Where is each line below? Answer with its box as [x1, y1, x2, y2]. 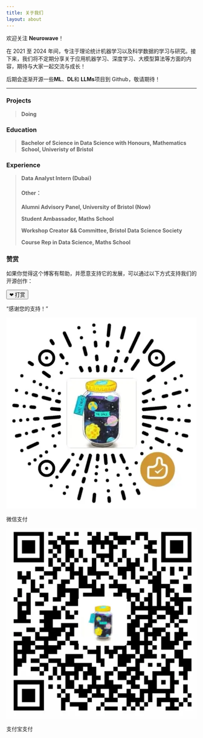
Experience [6, 161, 40, 169]
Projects [6, 96, 31, 105]
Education [6, 125, 37, 134]
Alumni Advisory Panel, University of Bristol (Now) [21, 203, 151, 211]
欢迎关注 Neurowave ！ [6, 34, 64, 42]
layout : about [6, 16, 42, 22]
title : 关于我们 [6, 10, 43, 16]
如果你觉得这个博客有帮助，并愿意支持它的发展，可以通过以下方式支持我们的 [6, 269, 197, 277]
